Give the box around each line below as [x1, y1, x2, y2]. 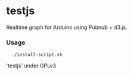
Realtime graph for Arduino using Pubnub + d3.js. [6, 24, 128, 31]
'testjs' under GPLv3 [6, 62, 57, 69]
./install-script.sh [11, 52, 63, 58]
